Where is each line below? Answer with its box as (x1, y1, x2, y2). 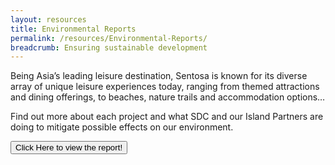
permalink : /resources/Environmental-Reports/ (10, 33, 208, 43)
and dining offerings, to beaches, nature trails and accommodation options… (10, 91, 326, 103)
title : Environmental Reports (10, 24, 137, 34)
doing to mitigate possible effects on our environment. (10, 121, 234, 133)
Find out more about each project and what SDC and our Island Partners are (10, 111, 324, 123)
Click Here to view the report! (15, 142, 123, 153)
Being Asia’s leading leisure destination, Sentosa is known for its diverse (10, 70, 308, 82)
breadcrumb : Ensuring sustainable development (10, 42, 208, 53)
